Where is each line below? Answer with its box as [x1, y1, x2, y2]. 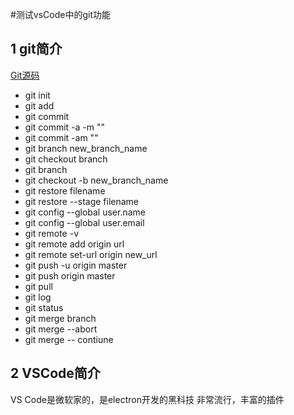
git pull [24, 280, 53, 292]
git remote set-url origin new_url [24, 248, 158, 260]
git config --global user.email [24, 216, 145, 228]
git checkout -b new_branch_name [24, 174, 169, 186]
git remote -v [24, 227, 79, 239]
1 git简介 [10, 41, 63, 58]
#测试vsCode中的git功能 [10, 9, 112, 20]
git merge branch [24, 312, 97, 324]
